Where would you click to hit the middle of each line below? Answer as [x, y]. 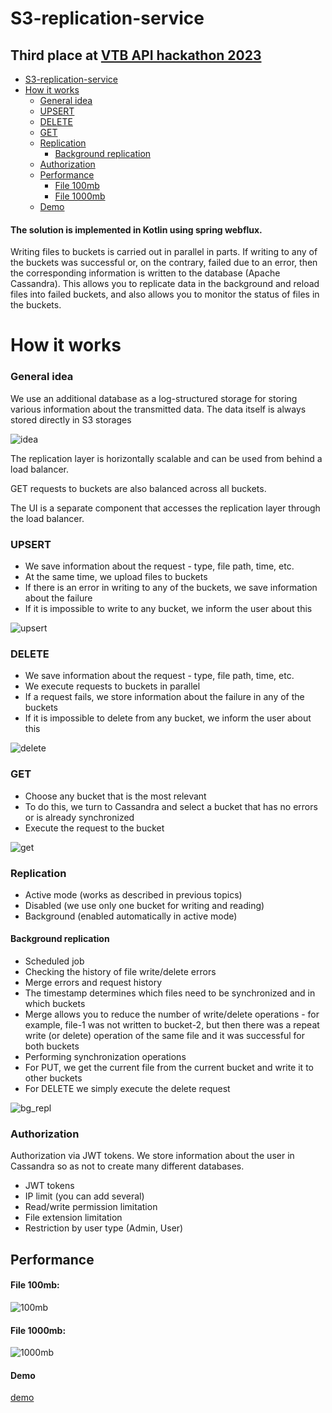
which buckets [55, 1004]
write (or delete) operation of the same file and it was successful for [164, 1036]
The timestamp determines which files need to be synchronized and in [170, 993]
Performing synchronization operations [105, 1057]
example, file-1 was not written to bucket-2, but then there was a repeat [172, 1025]
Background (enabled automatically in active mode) [131, 916]
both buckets [52, 1046]
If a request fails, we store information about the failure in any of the [164, 697]
